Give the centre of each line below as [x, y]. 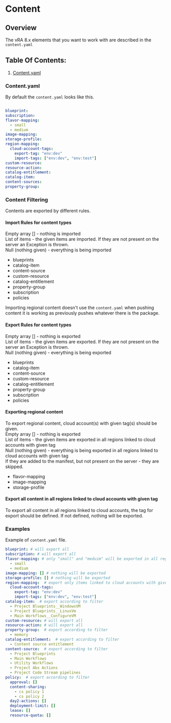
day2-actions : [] [28, 701]
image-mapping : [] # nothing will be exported [55, 573]
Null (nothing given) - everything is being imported [58, 250]
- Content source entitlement [42, 644]
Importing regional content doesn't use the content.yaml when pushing [80, 308]
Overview [21, 28]
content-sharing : [28, 687]
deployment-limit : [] [33, 706]
